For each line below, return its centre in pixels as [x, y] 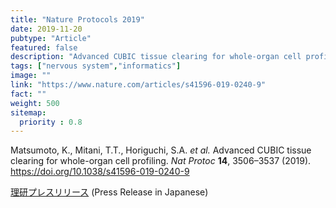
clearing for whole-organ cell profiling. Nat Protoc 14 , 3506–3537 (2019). [161, 161]
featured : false [44, 47]
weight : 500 [35, 103]
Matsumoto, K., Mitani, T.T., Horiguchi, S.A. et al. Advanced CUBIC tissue [161, 150]
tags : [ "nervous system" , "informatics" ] [96, 66]
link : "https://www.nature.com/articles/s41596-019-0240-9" [138, 85]
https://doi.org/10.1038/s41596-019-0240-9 [100, 172]
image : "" [31, 76]
